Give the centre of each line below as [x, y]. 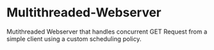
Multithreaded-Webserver [84, 13]
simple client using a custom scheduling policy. [74, 38]
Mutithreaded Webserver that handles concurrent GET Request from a [107, 32]
